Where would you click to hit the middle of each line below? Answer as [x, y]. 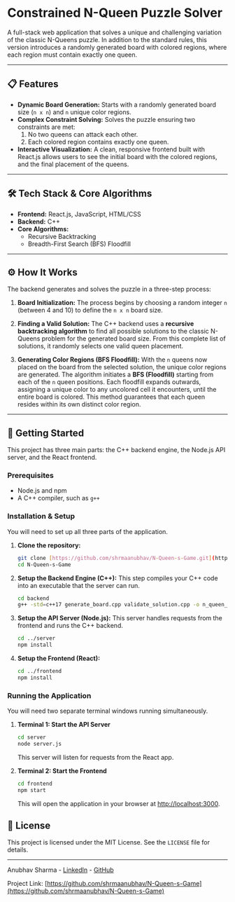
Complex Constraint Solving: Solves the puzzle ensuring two [106, 119]
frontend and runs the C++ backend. [70, 626]
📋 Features [33, 84]
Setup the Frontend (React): [58, 658]
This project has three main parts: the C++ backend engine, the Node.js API [116, 450]
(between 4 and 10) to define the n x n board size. [90, 310]
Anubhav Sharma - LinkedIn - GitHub [60, 870]
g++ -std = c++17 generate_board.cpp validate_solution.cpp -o [108, 605]
